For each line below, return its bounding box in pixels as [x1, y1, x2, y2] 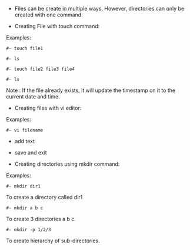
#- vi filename [6, 127, 44, 133]
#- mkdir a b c [6, 205, 44, 211]
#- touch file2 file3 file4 [6, 66, 75, 72]
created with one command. [14, 11, 84, 18]
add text [14, 138, 35, 144]
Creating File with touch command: [14, 23, 100, 29]
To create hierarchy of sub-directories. [6, 237, 100, 244]
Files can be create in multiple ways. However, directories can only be [14, 5, 184, 12]
